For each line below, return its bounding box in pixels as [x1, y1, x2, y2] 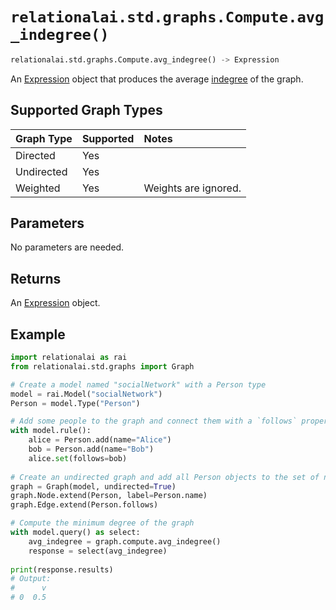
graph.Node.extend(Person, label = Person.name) [10, 491, 208, 501]
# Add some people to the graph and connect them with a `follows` [10, 416, 298, 427]
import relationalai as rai [10, 353, 128, 363]
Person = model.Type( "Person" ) [10, 398, 141, 408]
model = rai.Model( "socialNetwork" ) [10, 389, 163, 399]
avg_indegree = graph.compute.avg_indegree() [28, 536, 222, 547]
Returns [10, 270, 62, 287]
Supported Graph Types [10, 102, 163, 119]
